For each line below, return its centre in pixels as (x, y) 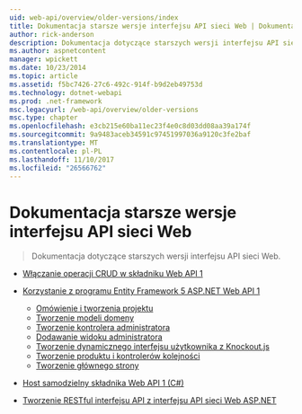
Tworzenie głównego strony (87, 366)
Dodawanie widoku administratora (99, 337)
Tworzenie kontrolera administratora (103, 328)
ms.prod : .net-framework (56, 101)
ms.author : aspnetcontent (58, 51)
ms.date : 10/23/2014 (48, 68)
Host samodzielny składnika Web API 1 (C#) (103, 383)
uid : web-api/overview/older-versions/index (94, 18)
